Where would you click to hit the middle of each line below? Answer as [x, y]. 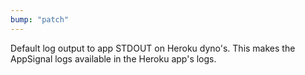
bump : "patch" [40, 19]
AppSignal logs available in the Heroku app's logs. [113, 58]
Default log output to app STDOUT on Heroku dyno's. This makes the [153, 48]
